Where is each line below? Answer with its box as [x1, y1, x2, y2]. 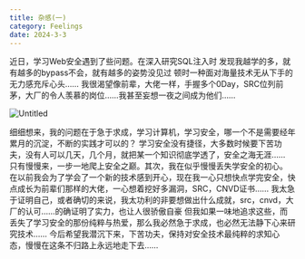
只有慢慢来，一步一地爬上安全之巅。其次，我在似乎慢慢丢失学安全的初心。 [9, 160, 288, 172]
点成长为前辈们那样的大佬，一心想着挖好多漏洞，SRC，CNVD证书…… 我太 [9, 183, 288, 195]
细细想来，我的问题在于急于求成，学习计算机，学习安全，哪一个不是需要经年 [9, 127, 296, 138]
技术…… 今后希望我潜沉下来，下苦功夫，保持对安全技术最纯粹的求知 [16, 228, 272, 240]
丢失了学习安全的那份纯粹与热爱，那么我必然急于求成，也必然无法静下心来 [9, 217, 288, 228]
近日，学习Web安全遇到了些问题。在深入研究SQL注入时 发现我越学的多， [9, 56, 283, 67]
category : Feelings [9, 22, 84, 31]
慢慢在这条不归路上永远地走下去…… [25, 240, 159, 251]
